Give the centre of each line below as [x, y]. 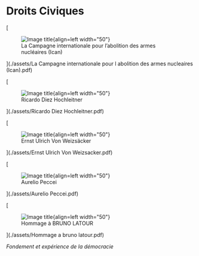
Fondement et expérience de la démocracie [60, 246]
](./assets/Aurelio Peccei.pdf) [42, 194]
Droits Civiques [45, 11]
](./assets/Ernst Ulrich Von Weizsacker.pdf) [59, 152]
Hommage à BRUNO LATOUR [57, 223]
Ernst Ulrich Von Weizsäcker [56, 141]
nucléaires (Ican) [42, 52]
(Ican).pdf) [19, 70]
